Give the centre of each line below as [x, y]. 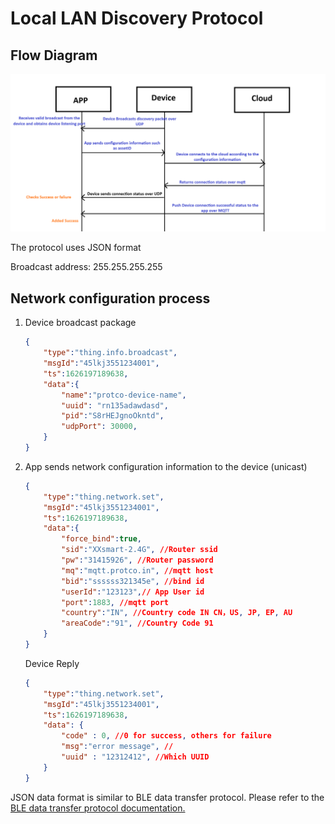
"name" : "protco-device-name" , [124, 395]
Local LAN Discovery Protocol [137, 18]
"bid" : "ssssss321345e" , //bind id [133, 581]
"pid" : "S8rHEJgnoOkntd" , [113, 416]
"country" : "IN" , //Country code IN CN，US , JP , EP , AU [177, 613]
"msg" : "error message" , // [117, 747]
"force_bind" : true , [101, 539]
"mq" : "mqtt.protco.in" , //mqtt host [137, 570]
